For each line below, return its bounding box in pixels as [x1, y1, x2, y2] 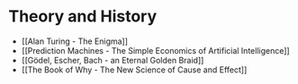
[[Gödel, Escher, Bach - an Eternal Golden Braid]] [21, 55, 204, 65]
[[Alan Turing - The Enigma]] [21, 36, 128, 46]
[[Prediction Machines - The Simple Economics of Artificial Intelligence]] [21, 45, 290, 55]
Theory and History [8, 6, 158, 27]
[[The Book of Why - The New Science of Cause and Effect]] [21, 64, 248, 75]
